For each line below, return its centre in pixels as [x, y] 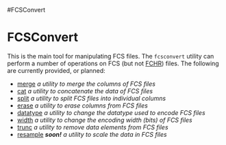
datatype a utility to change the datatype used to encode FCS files [111, 112]
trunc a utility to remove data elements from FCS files [93, 127]
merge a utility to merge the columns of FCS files [86, 84]
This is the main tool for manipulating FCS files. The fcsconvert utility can [111, 56]
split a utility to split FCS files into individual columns [91, 98]
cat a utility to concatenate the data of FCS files [85, 91]
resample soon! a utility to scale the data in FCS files [92, 134]
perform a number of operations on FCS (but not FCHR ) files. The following [113, 63]
